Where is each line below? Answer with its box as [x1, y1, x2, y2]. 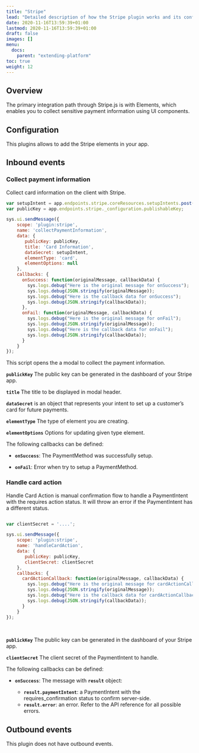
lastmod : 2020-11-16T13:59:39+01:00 [6, 25, 97, 31]
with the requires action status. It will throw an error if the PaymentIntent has [6, 498, 193, 505]
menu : [6, 42, 20, 48]
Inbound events [6, 157, 65, 168]
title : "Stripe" [6, 8, 46, 15]
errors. [23, 707, 40, 715]
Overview [6, 85, 43, 95]
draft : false [6, 31, 38, 37]
